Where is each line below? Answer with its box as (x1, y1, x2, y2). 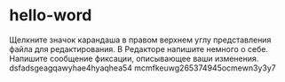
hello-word (9, 5, 92, 26)
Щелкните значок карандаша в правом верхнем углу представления (9, 34, 272, 45)
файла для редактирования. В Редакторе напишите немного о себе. (9, 43, 269, 54)
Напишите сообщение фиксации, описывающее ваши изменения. (9, 53, 259, 63)
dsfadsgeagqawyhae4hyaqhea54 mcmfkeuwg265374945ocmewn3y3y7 (9, 63, 277, 73)
